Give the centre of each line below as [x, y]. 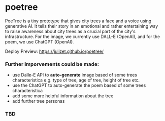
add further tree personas [38, 101]
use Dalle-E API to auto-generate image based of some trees [75, 75]
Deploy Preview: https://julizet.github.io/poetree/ [54, 51]
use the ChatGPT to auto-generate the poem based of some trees [79, 85]
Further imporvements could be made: [52, 64]
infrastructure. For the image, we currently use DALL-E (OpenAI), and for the [82, 37]
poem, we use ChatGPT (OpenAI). [40, 41]
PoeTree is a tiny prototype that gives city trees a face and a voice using [78, 21]
